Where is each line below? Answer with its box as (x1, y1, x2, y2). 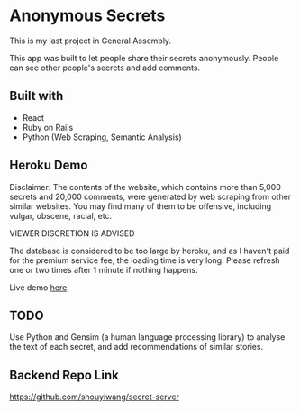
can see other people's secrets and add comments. (9, 62, 201, 73)
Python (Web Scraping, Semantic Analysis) (22, 132, 182, 142)
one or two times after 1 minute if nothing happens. (9, 264, 198, 275)
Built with (9, 88, 64, 104)
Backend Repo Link (9, 367, 119, 383)
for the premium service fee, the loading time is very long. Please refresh (9, 254, 281, 266)
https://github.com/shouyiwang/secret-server (9, 391, 180, 402)
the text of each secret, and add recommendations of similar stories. (9, 342, 264, 352)
